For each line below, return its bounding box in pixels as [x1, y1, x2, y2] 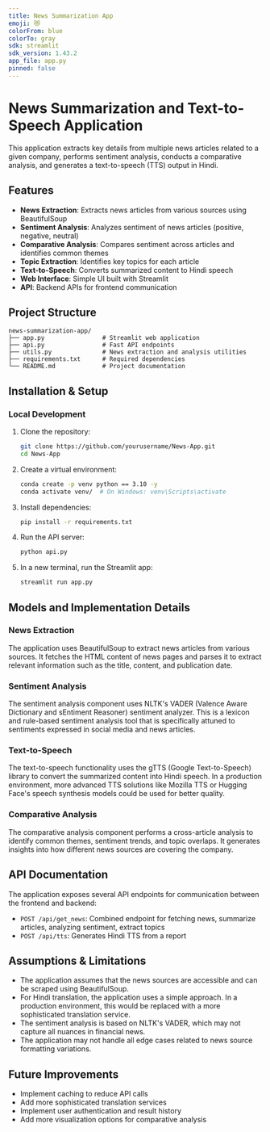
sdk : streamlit [8, 42, 60, 50]
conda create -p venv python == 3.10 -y [19, 480, 158, 488]
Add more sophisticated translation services [19, 1097, 167, 1107]
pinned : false [8, 65, 56, 73]
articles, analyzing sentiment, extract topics [19, 922, 165, 932]
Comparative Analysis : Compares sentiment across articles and [19, 239, 235, 249]
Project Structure [8, 305, 97, 319]
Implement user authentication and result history [19, 1106, 182, 1116]
